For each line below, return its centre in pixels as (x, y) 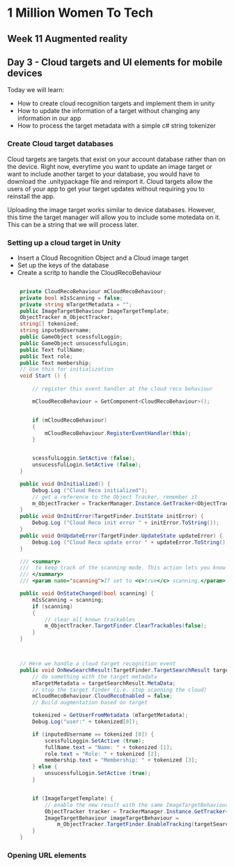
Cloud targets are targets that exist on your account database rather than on (117, 159)
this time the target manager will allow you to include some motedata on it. (114, 217)
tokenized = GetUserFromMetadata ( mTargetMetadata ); (110, 716)
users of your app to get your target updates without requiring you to (106, 188)
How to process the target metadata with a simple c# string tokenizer (116, 126)
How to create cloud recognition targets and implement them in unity (116, 103)
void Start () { (44, 376)
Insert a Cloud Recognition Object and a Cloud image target (103, 258)
